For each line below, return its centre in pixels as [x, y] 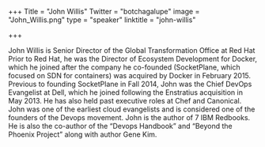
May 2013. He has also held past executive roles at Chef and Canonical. [125, 101]
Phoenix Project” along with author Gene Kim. [83, 134]
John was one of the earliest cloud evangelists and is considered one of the [132, 109]
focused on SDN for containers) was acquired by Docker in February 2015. [130, 75]
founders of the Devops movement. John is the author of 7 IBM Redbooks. [129, 117]
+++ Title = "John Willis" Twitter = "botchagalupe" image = [104, 11]
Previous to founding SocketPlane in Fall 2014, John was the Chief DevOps [130, 84]
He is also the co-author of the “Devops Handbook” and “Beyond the [121, 126]
